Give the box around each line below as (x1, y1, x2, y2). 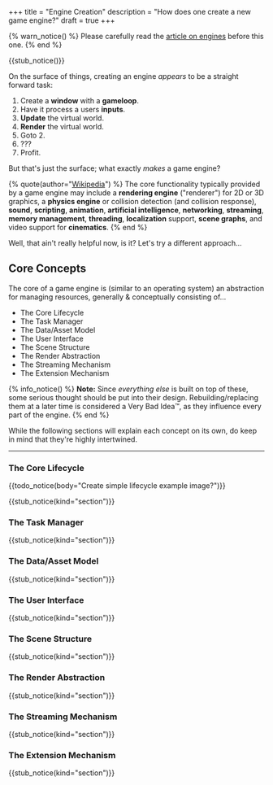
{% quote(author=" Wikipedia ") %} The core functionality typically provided (8, 179, 261, 189)
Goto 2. (19, 130, 45, 140)
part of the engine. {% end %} (8, 410, 110, 420)
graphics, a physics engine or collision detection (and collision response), (8, 197, 258, 206)
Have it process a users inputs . (19, 105, 126, 114)
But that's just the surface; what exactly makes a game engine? (8, 164, 221, 173)
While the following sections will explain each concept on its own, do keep (8, 425, 258, 435)
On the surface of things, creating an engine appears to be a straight (8, 72, 239, 81)
